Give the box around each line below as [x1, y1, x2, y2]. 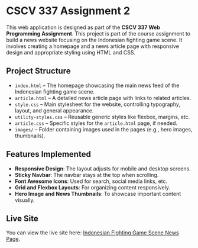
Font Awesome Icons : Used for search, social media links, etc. [14, 178, 168, 185]
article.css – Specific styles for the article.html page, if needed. [14, 120, 178, 127]
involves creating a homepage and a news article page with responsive [6, 43, 179, 50]
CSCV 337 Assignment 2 [6, 4, 131, 18]
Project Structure [6, 66, 71, 76]
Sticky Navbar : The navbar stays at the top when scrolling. [14, 171, 159, 178]
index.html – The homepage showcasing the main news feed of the [14, 82, 180, 89]
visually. [14, 197, 35, 204]
